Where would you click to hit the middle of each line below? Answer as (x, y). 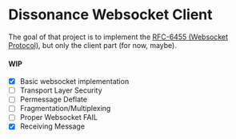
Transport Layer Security (61, 90)
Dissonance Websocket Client (110, 15)
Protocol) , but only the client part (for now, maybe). (93, 45)
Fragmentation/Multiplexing (65, 109)
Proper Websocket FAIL (59, 117)
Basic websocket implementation (74, 81)
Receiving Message (52, 126)
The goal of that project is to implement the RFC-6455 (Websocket (118, 37)
